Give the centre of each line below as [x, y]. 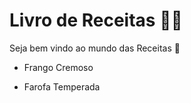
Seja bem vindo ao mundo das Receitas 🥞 [95, 48]
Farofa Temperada [62, 86]
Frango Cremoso [58, 67]
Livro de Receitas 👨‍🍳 [96, 20]
